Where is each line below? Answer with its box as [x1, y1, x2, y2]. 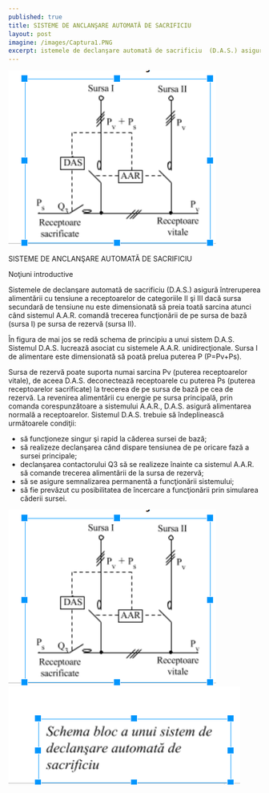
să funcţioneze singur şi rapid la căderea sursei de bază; [19, 434, 207, 444]
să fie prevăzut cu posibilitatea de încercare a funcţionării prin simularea [19, 486, 259, 495]
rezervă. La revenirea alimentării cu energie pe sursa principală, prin [8, 393, 234, 403]
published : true [8, 13, 62, 21]
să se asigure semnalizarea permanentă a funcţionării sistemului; [19, 477, 235, 486]
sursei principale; [19, 451, 78, 461]
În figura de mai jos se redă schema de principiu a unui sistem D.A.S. [8, 335, 235, 344]
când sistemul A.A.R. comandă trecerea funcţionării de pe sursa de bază [8, 311, 247, 320]
